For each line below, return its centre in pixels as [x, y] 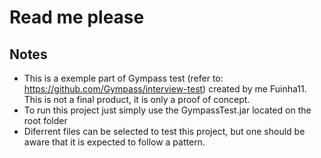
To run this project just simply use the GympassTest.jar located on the [167, 110]
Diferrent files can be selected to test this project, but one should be [164, 131]
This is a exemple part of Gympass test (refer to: [123, 78]
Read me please [77, 17]
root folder [45, 120]
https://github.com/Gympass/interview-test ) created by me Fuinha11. [165, 89]
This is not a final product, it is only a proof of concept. [137, 99]
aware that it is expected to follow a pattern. [114, 142]
